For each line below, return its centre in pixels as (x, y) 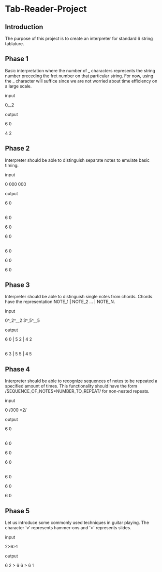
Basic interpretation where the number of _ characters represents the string (80, 70)
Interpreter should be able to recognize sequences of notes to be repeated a (81, 381)
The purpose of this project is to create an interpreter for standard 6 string (79, 38)
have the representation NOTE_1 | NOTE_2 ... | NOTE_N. (60, 302)
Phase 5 (17, 511)
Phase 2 (17, 148)
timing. (12, 165)
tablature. (15, 44)
